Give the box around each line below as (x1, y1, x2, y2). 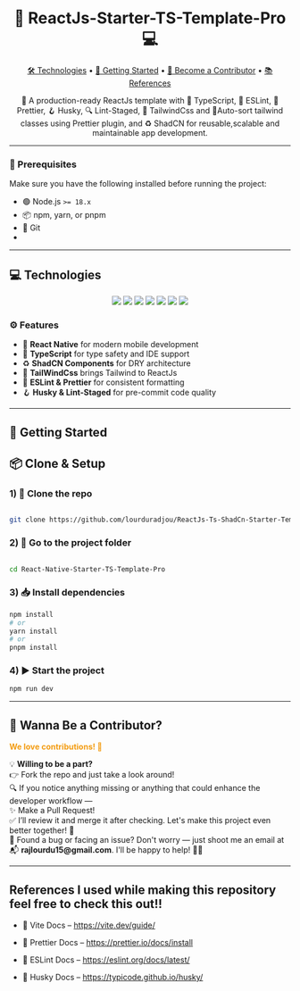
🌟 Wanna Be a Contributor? (9, 718, 162, 733)
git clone (9, 515, 46, 525)
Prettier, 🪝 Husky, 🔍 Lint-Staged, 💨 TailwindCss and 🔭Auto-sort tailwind (16, 104, 284, 115)
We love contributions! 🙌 (9, 741, 103, 753)
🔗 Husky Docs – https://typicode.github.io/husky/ (21, 971, 204, 982)
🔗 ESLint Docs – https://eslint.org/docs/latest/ (21, 954, 190, 965)
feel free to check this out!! (9, 896, 162, 912)
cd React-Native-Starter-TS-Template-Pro (9, 564, 166, 574)
